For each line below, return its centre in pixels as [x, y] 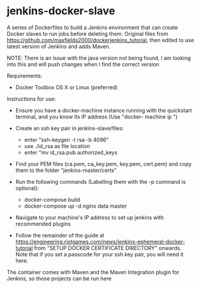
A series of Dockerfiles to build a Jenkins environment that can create [92, 27]
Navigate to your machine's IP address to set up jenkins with [90, 217]
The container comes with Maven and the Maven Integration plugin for [93, 272]
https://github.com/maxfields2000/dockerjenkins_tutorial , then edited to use [100, 40]
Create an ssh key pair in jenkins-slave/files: [70, 128]
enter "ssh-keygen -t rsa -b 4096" [66, 140]
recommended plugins [43, 224]
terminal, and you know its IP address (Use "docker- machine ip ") [96, 117]
